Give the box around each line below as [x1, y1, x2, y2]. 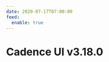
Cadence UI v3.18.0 [6, 45, 104, 58]
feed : [6, 14, 20, 20]
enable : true [11, 19, 44, 25]
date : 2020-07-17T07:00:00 [6, 8, 73, 15]
